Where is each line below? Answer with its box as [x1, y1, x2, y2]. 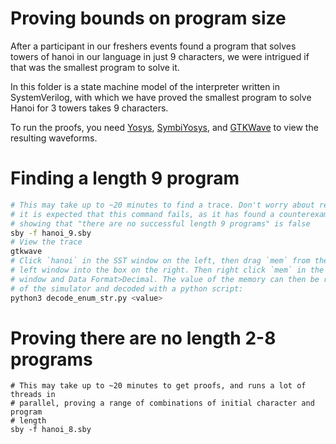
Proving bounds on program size [10, 7, 287, 30]
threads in [10, 390, 56, 400]
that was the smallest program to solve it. [10, 61, 180, 73]
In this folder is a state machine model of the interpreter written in [10, 80, 281, 92]
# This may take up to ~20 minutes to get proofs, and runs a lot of [10, 381, 307, 391]
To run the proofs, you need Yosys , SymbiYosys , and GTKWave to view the [10, 121, 319, 133]
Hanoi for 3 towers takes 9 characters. [10, 102, 169, 114]
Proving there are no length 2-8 [10, 327, 277, 349]
